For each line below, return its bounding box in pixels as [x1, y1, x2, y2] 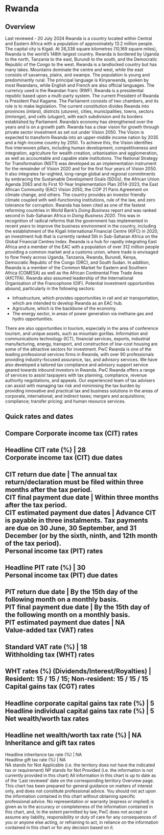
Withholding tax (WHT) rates [5, 650, 94, 658]
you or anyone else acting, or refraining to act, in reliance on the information [5, 819, 159, 825]
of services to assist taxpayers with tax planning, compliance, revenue [5, 372, 147, 378]
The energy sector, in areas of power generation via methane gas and [12, 311, 153, 316]
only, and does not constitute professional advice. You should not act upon [5, 788, 156, 794]
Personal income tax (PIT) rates [5, 547, 103, 555]
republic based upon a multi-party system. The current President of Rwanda [5, 93, 159, 99]
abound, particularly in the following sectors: [5, 285, 95, 291]
